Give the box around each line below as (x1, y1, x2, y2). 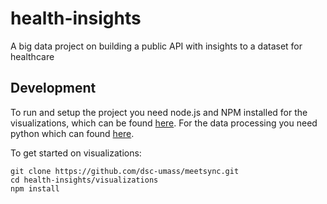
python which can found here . (10, 127, 135, 139)
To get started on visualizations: (10, 147, 142, 159)
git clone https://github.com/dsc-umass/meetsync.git (10, 166, 240, 176)
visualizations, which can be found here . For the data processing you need (10, 117, 318, 129)
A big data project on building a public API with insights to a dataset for (10, 40, 303, 52)
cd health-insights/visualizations (10, 175, 159, 185)
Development (10, 80, 97, 97)
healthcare (10, 50, 55, 62)
